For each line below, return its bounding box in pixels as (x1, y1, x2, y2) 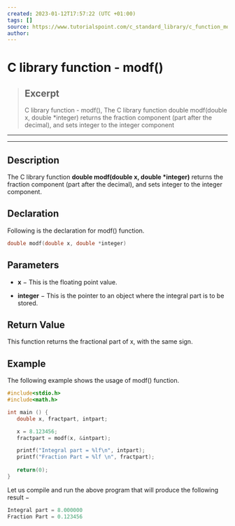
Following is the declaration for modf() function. (7, 226, 145, 235)
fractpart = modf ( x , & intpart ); (16, 434, 111, 441)
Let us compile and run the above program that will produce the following (7, 485, 219, 494)
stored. (17, 298, 38, 307)
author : (7, 29, 30, 37)
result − (7, 493, 30, 502)
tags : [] (7, 17, 33, 24)
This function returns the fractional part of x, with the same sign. (7, 337, 194, 346)
